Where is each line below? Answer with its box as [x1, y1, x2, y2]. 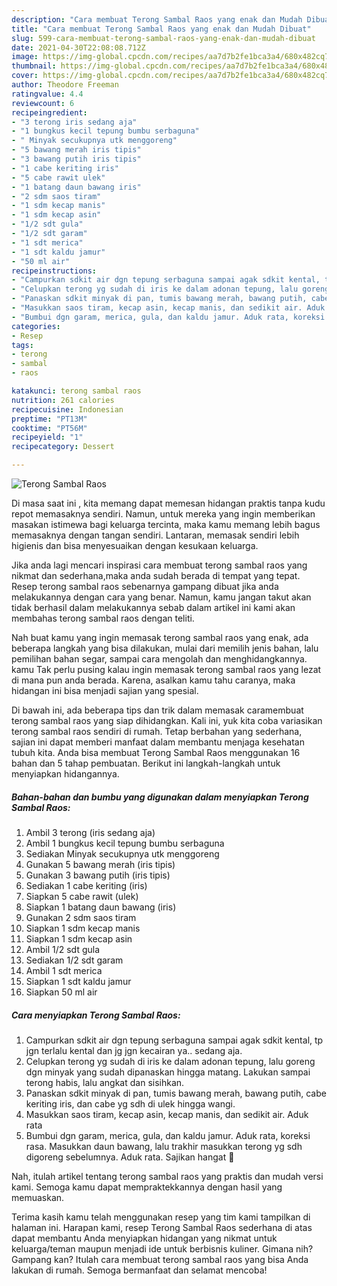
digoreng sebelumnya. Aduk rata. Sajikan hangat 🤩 [25, 1151, 235, 1163]
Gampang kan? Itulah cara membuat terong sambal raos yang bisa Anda [11, 1253, 309, 1265]
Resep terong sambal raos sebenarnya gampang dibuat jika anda [11, 581, 279, 592]
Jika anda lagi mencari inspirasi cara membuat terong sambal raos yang [11, 559, 308, 571]
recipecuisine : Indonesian [11, 404, 124, 415]
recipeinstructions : [11, 266, 98, 276]
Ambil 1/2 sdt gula [25, 943, 101, 955]
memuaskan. [11, 1191, 65, 1203]
